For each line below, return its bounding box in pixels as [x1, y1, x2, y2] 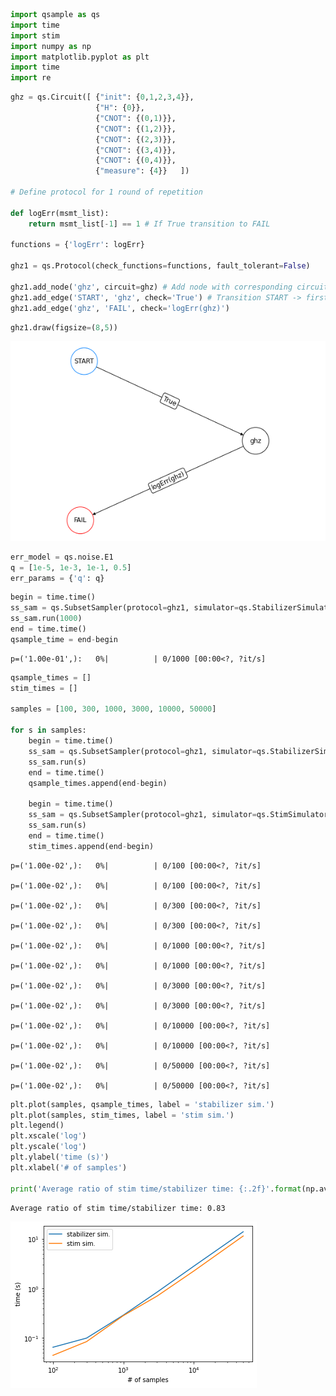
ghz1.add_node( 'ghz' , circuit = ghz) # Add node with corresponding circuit [10, 282, 329, 292]
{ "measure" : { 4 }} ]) [95, 166, 190, 176]
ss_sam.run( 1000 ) [10, 614, 83, 624]
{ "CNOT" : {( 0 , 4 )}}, [95, 155, 177, 166]
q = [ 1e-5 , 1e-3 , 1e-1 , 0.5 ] [10, 562, 132, 573]
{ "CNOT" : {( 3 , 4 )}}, [95, 145, 177, 155]
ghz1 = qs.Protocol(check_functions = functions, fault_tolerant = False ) [10, 261, 311, 271]
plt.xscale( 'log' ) [10, 1131, 87, 1141]
